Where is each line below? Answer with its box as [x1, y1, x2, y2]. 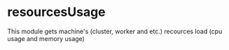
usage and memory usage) [7, 34, 85, 42]
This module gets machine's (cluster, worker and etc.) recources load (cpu [7, 27, 223, 35]
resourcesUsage [7, 4, 106, 20]
